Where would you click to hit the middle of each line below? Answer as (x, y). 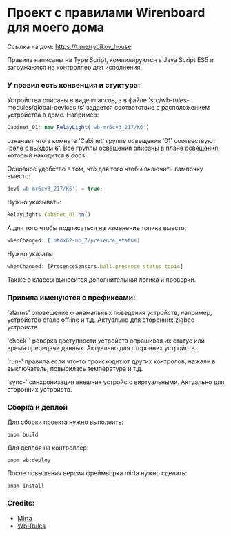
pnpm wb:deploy (29, 461)
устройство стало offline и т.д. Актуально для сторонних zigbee (101, 320)
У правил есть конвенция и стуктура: (74, 85)
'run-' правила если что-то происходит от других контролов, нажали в (111, 361)
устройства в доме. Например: (53, 115)
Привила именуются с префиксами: (71, 297)
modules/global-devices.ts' (46, 108)
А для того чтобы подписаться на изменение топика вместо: (97, 228)
